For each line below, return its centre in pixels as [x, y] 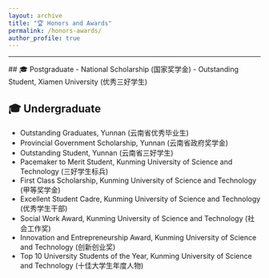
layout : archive [35, 16]
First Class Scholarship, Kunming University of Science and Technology [138, 180]
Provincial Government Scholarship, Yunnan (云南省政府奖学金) [124, 143]
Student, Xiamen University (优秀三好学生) [78, 82]
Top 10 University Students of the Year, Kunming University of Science [136, 256]
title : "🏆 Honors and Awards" [60, 23]
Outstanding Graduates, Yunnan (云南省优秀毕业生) [104, 133]
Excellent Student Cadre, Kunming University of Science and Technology [140, 199]
